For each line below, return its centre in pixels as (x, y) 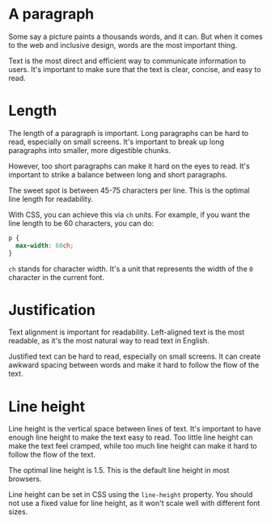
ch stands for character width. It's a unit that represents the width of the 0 (131, 269)
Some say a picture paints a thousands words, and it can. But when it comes (135, 36)
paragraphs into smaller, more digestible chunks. (90, 150)
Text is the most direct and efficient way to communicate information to (127, 61)
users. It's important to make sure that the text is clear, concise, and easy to (135, 69)
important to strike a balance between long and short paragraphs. (118, 174)
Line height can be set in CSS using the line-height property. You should (131, 495)
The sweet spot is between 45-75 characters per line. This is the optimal (129, 190)
